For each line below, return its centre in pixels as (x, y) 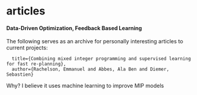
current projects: (27, 48)
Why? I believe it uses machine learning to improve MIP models (85, 86)
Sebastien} (20, 75)
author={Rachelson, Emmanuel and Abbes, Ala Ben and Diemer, (91, 69)
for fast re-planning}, (36, 64)
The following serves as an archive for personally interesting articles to (95, 41)
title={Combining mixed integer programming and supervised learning (101, 59)
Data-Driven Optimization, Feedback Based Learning (74, 28)
